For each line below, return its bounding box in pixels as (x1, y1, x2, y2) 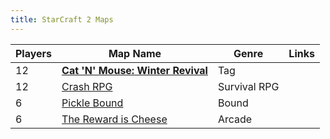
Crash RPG (61, 79, 113, 93)
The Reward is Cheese (61, 112, 168, 126)
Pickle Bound (61, 96, 124, 110)
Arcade (217, 112, 253, 126)
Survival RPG (217, 79, 280, 93)
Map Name (108, 46, 162, 60)
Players (15, 46, 53, 60)
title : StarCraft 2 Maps (10, 14, 114, 25)
